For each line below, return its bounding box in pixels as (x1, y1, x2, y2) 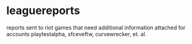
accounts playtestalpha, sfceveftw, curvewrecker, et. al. (6, 30, 147, 37)
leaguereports (6, 4, 81, 18)
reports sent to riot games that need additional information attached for (6, 24, 186, 31)
